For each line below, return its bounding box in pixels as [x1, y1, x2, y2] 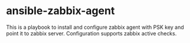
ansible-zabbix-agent [6, 4, 115, 18]
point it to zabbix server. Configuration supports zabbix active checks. [6, 29, 177, 37]
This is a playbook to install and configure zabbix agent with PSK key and [6, 24, 184, 31]
